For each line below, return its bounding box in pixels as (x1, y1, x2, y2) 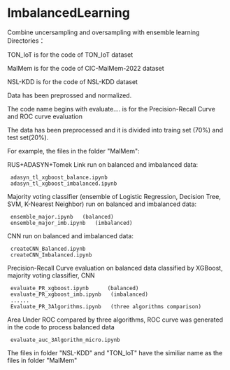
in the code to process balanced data (7, 322, 115, 331)
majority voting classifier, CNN (7, 271, 95, 280)
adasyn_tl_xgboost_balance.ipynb (10, 174, 108, 181)
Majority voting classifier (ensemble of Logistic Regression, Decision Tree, (7, 192, 222, 200)
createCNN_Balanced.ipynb (10, 245, 86, 252)
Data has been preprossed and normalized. (7, 91, 132, 100)
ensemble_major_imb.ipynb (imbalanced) (10, 219, 133, 226)
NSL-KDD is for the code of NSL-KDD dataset (7, 77, 138, 85)
